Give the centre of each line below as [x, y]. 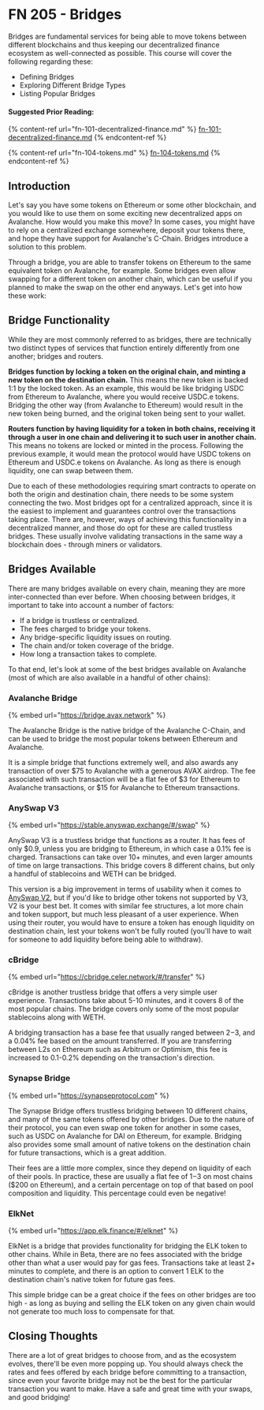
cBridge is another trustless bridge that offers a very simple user [113, 992]
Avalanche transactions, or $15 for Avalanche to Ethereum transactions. [124, 787]
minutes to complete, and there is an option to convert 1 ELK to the [116, 1271]
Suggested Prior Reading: [51, 111]
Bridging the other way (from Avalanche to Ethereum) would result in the [126, 405]
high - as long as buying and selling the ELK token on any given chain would [132, 1304]
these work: [28, 295]
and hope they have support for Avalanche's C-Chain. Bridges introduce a [128, 238]
